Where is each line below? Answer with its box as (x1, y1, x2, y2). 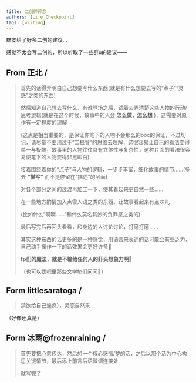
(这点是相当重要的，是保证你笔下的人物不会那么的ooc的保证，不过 (20, 132, 181, 139)
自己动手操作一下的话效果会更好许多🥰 (20, 243, 111, 250)
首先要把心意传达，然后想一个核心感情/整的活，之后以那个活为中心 (20, 350, 182, 357)
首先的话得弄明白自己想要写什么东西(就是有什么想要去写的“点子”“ (20, 85, 179, 92)
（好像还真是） (6, 314, 42, 321)
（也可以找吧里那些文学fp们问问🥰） (20, 268, 107, 275)
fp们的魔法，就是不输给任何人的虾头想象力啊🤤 (20, 256, 133, 263)
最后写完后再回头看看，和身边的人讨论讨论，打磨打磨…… (20, 223, 158, 230)
